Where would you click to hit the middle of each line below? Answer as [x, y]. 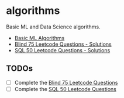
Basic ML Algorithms [39, 38]
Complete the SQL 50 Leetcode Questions [66, 89]
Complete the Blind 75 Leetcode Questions [66, 82]
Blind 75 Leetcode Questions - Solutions [63, 44]
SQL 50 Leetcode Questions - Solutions [62, 50]
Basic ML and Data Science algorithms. [53, 27]
